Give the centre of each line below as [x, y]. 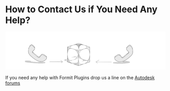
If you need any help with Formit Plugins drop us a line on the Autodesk [80, 77]
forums [13, 83]
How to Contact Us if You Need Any [81, 9]
